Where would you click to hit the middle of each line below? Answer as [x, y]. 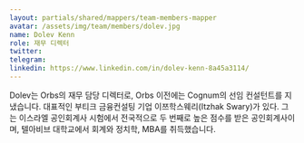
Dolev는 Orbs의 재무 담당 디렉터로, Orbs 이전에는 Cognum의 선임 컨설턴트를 [146, 95]
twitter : [26, 52]
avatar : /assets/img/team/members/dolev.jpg [95, 26]
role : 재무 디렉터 [39, 43]
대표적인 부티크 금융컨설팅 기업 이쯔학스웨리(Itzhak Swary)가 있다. [161, 106]
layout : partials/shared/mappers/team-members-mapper [113, 18]
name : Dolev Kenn [42, 34]
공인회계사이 [273, 118]
